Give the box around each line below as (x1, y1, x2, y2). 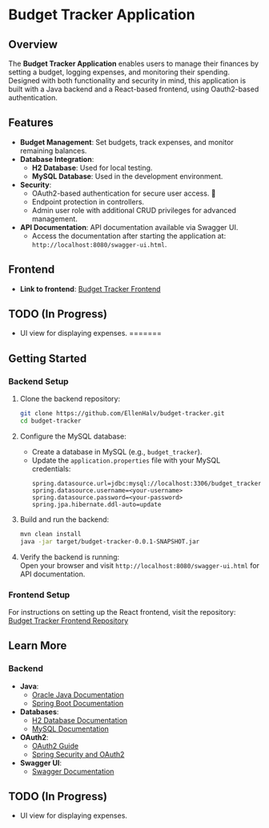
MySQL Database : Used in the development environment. (31, 171, 223, 181)
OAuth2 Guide (31, 741, 78, 750)
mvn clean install (19, 530, 82, 538)
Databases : (19, 707, 59, 717)
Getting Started (8, 351, 87, 366)
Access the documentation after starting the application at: (31, 231, 227, 240)
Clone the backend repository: (19, 394, 121, 404)
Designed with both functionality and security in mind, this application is (8, 76, 247, 85)
